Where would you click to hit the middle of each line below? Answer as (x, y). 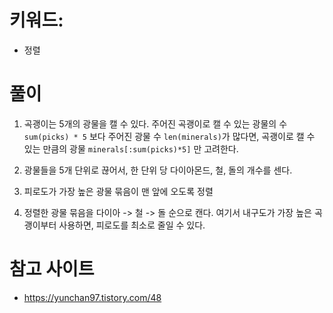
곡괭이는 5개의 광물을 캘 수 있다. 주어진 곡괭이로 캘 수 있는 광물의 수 (155, 123)
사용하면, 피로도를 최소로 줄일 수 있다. (132, 225)
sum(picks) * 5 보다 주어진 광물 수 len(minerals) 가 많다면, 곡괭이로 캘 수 (169, 136)
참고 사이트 (52, 269)
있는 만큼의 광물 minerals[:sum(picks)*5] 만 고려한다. (131, 148)
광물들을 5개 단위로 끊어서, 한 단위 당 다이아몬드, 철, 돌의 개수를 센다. (158, 170)
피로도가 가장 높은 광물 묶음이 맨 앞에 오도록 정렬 (118, 191)
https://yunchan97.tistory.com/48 (92, 297)
